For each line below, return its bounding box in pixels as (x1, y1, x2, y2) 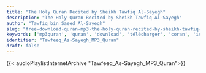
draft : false (6, 43, 40, 49)
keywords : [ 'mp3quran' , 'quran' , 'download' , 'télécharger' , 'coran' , (6, 32, 191, 38)
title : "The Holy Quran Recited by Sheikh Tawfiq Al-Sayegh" (6, 9, 166, 15)
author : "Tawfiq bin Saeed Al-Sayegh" (6, 20, 105, 26)
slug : (6, 26, 20, 32)
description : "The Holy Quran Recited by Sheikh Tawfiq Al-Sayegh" (6, 15, 183, 21)
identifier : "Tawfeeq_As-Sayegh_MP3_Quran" (6, 37, 120, 43)
